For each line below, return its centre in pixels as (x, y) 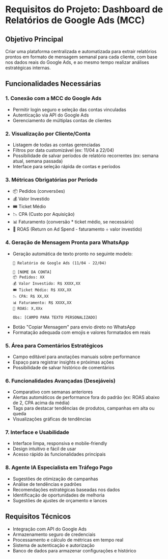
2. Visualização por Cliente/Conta (48, 133)
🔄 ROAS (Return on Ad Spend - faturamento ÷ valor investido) (77, 229)
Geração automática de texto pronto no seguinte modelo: (73, 254)
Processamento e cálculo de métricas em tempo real (68, 540)
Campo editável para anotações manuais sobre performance (76, 356)
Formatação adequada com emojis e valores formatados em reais (81, 332)
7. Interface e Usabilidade (37, 432)
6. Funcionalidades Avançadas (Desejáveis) (60, 381)
